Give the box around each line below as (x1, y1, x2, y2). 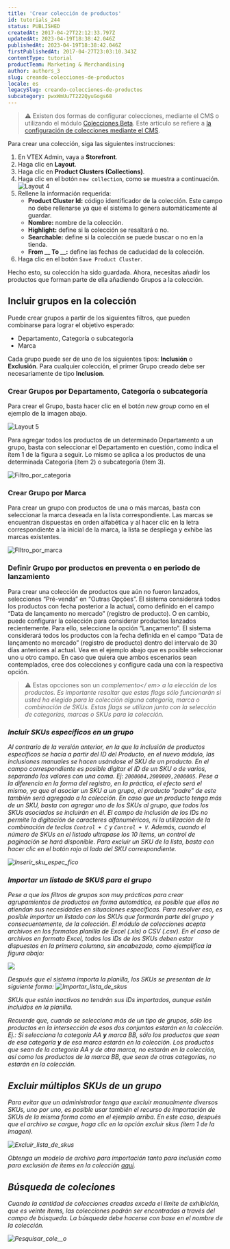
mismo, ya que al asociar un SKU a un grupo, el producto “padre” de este (8, 787, 217, 794)
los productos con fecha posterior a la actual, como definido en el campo (8, 602, 214, 610)
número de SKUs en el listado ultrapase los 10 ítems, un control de (8, 831, 196, 838)
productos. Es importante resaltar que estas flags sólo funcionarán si (24, 688, 222, 696)
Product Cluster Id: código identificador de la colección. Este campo (27, 197, 223, 204)
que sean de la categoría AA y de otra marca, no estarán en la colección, (8, 1045, 216, 1054)
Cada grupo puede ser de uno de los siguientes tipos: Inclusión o (8, 355, 193, 363)
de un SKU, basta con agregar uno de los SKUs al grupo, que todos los (8, 801, 209, 809)
